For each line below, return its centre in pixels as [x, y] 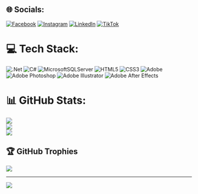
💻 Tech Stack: [42, 49]
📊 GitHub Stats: [46, 100]
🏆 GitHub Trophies [42, 152]
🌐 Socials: [25, 10]
